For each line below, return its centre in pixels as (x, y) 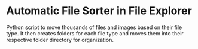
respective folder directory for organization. (60, 40)
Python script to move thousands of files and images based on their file (94, 27)
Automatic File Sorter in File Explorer (99, 11)
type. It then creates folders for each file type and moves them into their (95, 33)
